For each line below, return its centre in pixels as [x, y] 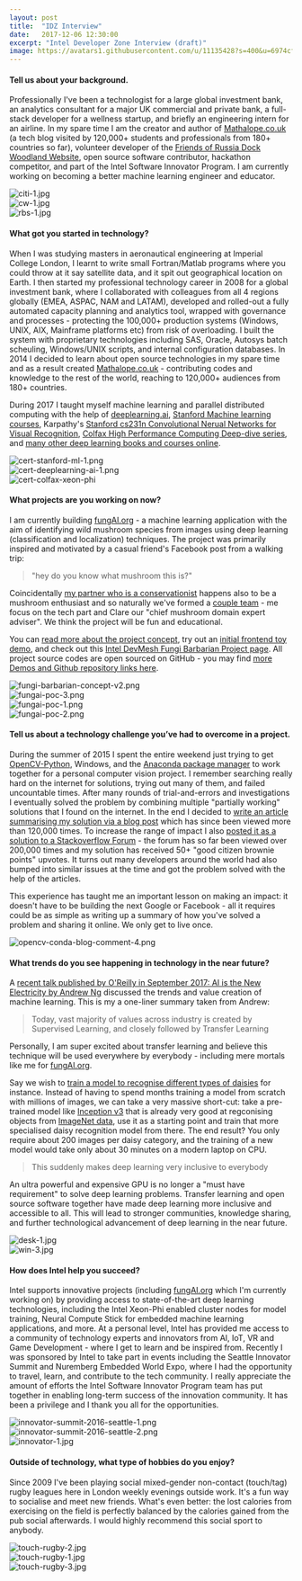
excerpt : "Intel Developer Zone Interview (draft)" [108, 43]
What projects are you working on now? [85, 500]
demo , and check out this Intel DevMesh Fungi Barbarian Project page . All [146, 648]
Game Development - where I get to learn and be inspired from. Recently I [146, 1348]
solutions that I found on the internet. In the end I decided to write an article [149, 811]
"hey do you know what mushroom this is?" [112, 576]
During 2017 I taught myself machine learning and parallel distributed [137, 405]
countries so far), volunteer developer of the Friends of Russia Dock [135, 147]
